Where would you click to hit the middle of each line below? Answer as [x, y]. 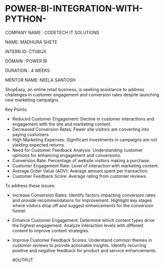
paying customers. [31, 134]
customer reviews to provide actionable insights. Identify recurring [79, 245]
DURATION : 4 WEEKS [27, 70]
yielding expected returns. [38, 145]
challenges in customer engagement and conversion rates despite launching [82, 95]
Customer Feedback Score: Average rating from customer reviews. [80, 176]
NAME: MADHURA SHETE [31, 42]
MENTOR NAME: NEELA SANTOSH [40, 80]
